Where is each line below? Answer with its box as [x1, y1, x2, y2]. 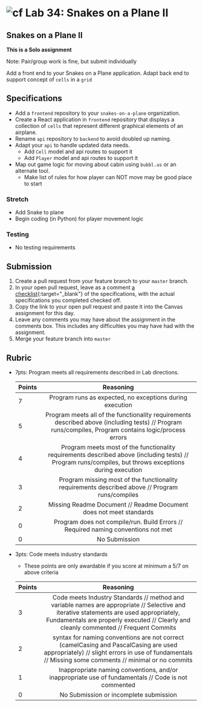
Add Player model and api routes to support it [24, 154, 138, 161]
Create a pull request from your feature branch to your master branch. [14, 278, 189, 285]
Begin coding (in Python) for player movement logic [14, 215, 144, 223]
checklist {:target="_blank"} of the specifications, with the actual [14, 290, 175, 298]
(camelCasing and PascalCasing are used [59, 641, 178, 649]
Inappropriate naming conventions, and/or [58, 666, 178, 674]
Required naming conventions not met [64, 525, 172, 534]
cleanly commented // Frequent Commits [60, 624, 176, 632]
